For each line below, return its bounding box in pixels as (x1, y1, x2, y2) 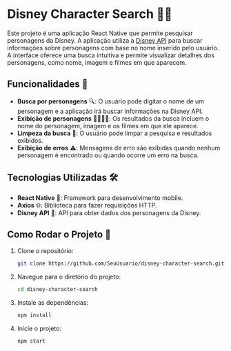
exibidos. (17, 136, 43, 144)
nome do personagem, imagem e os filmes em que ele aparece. (17, 121, 199, 130)
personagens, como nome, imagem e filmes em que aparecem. (7, 58, 188, 66)
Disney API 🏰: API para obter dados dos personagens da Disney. (17, 208, 201, 217)
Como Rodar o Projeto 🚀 (7, 228, 112, 240)
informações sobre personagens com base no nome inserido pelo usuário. (7, 43, 219, 52)
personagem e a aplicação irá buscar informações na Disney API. (17, 107, 203, 115)
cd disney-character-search (17, 286, 98, 293)
